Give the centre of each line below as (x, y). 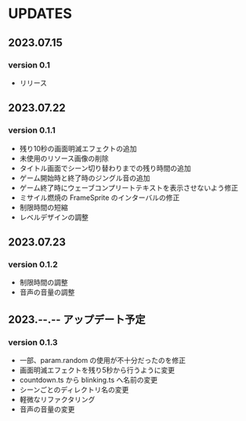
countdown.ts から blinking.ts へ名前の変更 (89, 379)
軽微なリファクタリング (57, 399)
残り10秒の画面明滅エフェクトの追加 (78, 148)
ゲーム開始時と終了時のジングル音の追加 (85, 178)
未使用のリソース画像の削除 (64, 158)
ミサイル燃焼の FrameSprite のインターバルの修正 (99, 198)
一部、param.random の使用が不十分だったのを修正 (103, 360)
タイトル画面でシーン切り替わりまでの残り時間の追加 (105, 168)
